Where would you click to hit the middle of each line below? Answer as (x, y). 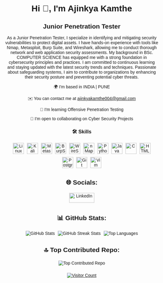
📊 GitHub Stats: (82, 218)
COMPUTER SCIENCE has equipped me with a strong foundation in (82, 57)
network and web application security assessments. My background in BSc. (82, 52)
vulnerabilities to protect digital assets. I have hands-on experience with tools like (82, 43)
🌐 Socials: (82, 182)
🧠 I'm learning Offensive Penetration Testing (82, 110)
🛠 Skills (82, 131)
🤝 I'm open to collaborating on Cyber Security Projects (82, 119)
